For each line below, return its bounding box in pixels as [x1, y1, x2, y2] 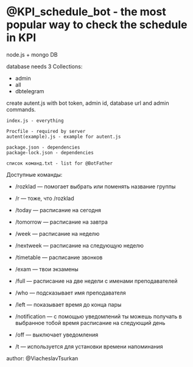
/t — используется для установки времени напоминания [15, 343, 163, 350]
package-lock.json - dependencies [6, 149, 94, 155]
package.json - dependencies [6, 144, 80, 151]
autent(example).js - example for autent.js [6, 134, 121, 140]
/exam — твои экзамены [15, 265, 79, 273]
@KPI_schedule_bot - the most [6, 5, 166, 19]
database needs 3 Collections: [6, 63, 83, 70]
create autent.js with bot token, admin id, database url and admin [6, 99, 169, 107]
